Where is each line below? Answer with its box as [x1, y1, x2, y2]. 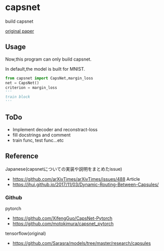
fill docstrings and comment [12, 132, 71, 138]
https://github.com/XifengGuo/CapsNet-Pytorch [12, 215, 113, 221]
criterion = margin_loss [5, 85, 57, 90]
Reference [5, 152, 39, 161]
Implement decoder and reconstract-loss [12, 126, 98, 132]
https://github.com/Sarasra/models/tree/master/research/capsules [12, 240, 151, 246]
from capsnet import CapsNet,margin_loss [5, 75, 94, 81]
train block [5, 94, 30, 99]
